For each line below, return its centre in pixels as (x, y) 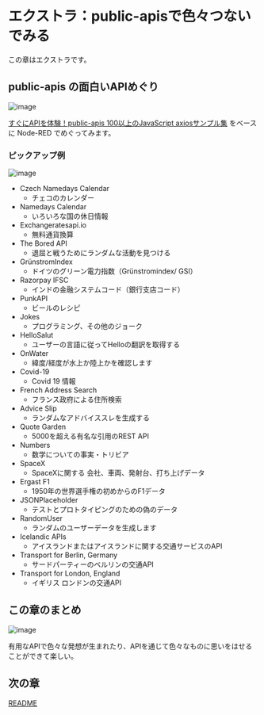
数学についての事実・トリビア (80, 455)
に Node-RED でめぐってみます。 (62, 132)
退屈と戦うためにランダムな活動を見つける (101, 253)
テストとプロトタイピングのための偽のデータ (105, 510)
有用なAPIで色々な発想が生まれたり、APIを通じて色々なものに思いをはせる (130, 646)
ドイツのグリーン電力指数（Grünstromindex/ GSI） (114, 271)
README (23, 703)
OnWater (34, 354)
